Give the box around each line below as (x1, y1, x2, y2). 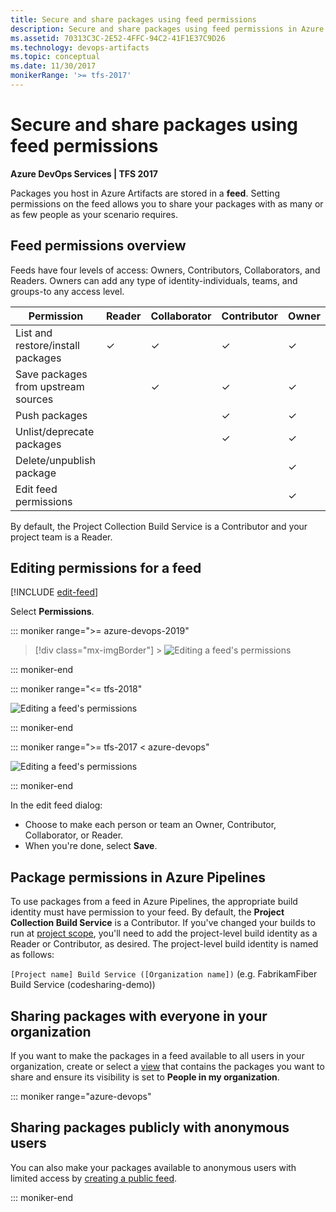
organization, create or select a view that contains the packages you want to (10, 1061, 325, 1073)
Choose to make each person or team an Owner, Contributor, (24, 819, 277, 831)
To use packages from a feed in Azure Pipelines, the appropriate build (10, 896, 298, 908)
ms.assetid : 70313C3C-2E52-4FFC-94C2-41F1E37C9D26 (10, 33, 226, 43)
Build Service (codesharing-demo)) (10, 979, 156, 991)
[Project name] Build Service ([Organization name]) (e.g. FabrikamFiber (10, 968, 318, 980)
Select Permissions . (10, 606, 95, 618)
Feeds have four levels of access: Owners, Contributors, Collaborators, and (10, 264, 321, 276)
